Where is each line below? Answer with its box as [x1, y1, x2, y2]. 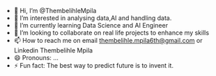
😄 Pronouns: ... [13, 54, 59, 61]
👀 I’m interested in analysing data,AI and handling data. [13, 14, 172, 22]
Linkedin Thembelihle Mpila [13, 46, 93, 55]
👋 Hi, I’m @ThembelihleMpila [13, 7, 97, 15]
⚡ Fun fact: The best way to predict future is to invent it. [13, 61, 174, 69]
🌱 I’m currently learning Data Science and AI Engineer [13, 21, 169, 29]
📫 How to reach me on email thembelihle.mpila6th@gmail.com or [13, 37, 203, 44]
